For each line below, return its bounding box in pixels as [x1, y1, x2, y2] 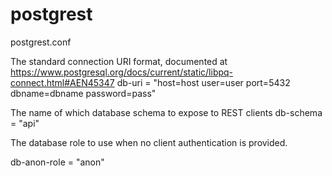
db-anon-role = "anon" [10, 156, 105, 168]
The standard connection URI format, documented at [10, 55, 228, 67]
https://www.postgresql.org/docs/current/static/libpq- [10, 66, 234, 78]
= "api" [10, 117, 40, 129]
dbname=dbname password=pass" [10, 87, 157, 99]
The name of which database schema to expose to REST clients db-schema [10, 106, 323, 118]
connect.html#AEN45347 [10, 76, 115, 88]
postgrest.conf [10, 36, 72, 48]
